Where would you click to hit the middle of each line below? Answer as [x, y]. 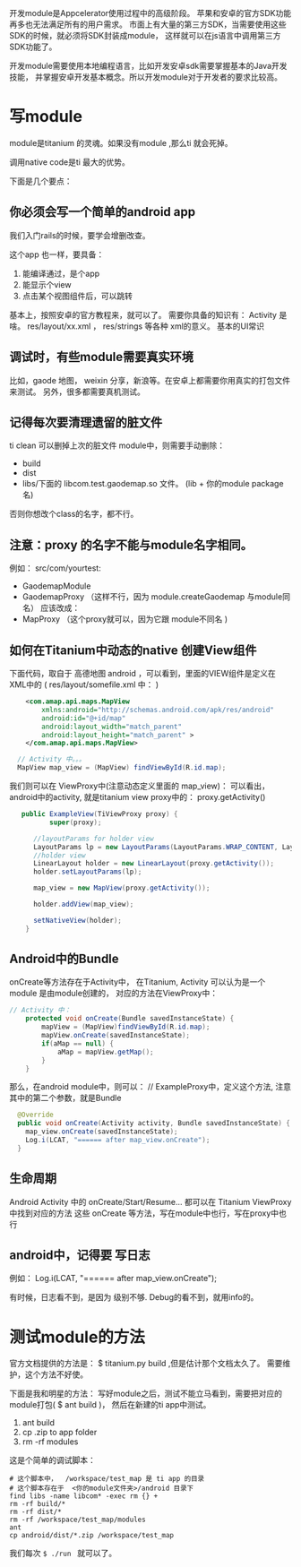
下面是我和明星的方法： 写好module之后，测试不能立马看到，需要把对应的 [146, 1394]
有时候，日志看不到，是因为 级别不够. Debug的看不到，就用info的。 [134, 1297]
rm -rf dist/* [36, 1512]
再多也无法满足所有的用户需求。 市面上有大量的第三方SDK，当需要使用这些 [148, 24]
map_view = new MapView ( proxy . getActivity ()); [121, 888]
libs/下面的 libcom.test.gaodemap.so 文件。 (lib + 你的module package [153, 484]
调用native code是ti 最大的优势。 [69, 162]
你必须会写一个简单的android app [102, 212]
